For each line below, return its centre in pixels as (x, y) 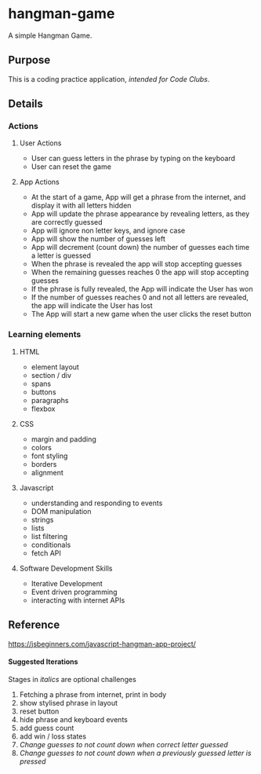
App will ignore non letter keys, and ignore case (108, 231)
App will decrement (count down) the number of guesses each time (140, 248)
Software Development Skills (66, 568)
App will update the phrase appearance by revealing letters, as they (140, 214)
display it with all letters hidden (81, 206)
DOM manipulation (61, 511)
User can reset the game (71, 167)
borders (44, 464)
